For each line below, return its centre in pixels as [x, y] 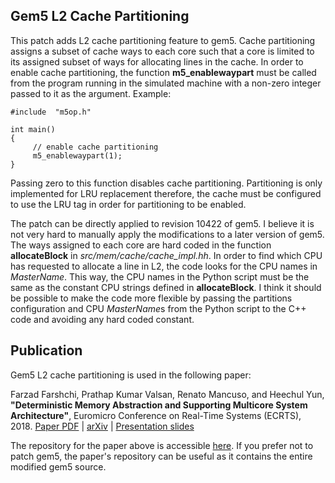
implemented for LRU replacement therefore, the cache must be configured [166, 193]
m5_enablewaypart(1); [77, 155]
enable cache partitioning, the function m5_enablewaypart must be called [163, 72]
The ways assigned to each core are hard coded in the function [141, 245]
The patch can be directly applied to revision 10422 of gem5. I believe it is [162, 223]
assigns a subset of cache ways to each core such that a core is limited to [162, 51]
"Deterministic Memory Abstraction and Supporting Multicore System [159, 405]
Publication [46, 350]
